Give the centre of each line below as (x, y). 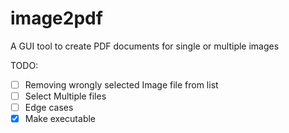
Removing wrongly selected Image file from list (121, 84)
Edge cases (49, 108)
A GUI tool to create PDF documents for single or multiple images (145, 46)
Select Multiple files (65, 96)
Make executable (60, 119)
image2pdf (56, 18)
